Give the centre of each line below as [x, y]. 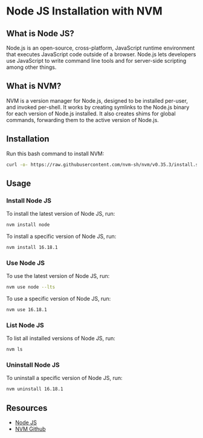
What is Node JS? [40, 34]
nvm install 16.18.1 [32, 248]
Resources [27, 408]
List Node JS [25, 325]
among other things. [31, 67]
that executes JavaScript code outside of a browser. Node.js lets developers [101, 54]
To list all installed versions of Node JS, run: [61, 338]
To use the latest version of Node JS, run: [58, 276]
